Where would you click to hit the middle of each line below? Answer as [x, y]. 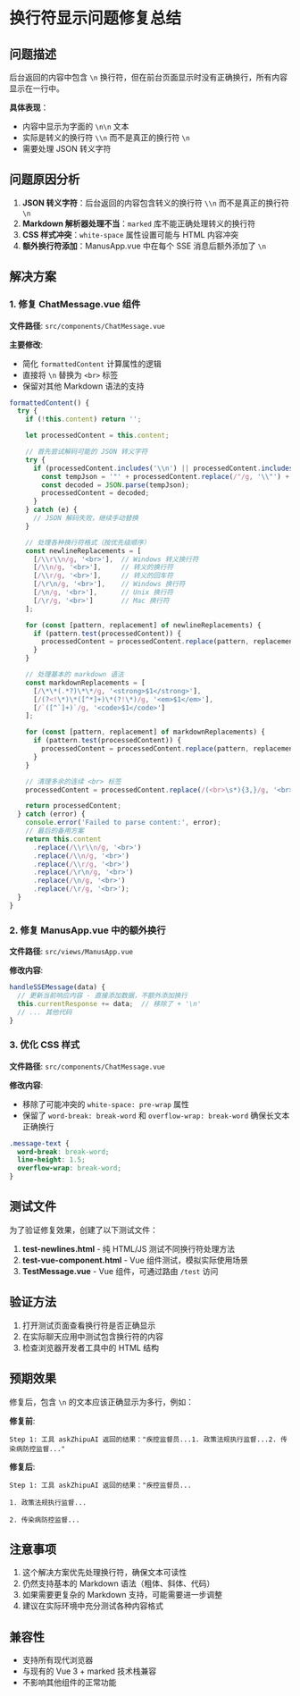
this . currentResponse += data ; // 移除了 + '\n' [109, 1003]
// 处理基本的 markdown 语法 [75, 675]
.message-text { [39, 1143]
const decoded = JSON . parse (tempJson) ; [116, 485]
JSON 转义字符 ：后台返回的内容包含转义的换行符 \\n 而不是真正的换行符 [156, 203]
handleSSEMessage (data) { [57, 987]
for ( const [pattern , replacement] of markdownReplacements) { [146, 732]
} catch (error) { [52, 814]
